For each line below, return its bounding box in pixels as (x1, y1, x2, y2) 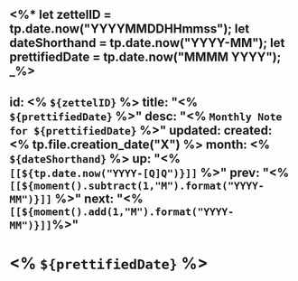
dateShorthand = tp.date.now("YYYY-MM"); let (9, 35, 285, 51)
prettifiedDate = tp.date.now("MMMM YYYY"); (9, 50, 282, 65)
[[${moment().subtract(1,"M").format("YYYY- (9, 179, 265, 192)
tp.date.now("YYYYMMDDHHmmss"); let (9, 22, 250, 37)
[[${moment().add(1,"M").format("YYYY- (9, 205, 235, 218)
